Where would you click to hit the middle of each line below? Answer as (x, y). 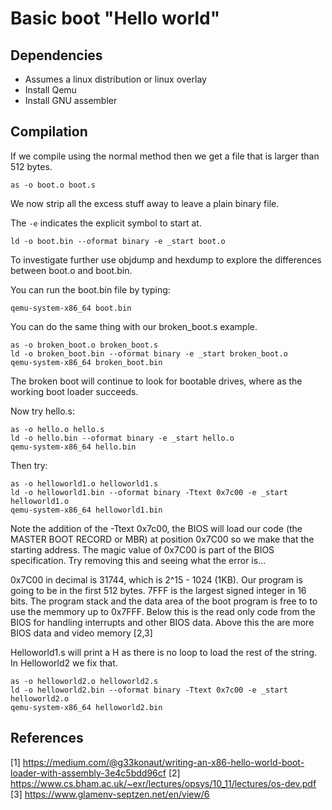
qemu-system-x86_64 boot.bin (71, 308)
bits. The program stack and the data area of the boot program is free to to (164, 601)
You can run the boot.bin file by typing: (90, 289)
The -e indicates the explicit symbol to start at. (106, 223)
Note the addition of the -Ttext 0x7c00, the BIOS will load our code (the (156, 528)
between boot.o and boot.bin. (71, 270)
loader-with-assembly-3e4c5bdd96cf (88, 773)
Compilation (49, 132)
